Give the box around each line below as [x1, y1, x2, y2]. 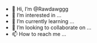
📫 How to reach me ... [11, 31, 66, 37]
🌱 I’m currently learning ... [11, 18, 75, 24]
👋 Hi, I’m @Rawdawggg [11, 6, 69, 12]
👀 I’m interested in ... [11, 12, 62, 19]
